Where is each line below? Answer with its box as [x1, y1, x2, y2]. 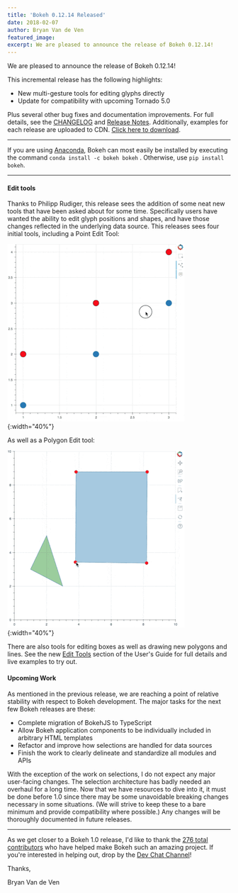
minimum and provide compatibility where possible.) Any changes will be [7, 807, 221, 816]
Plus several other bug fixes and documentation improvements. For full [7, 111, 214, 119]
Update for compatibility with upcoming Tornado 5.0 [17, 96, 171, 106]
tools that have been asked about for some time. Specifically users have [7, 207, 218, 215]
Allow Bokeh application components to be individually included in [17, 726, 211, 734]
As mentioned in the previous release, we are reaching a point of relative [7, 690, 220, 698]
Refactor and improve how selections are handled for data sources [17, 741, 212, 749]
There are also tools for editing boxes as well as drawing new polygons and [7, 642, 227, 651]
